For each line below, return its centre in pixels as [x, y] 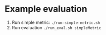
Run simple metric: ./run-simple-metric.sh [56, 22]
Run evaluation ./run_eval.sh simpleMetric [56, 27]
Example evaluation [46, 9]
